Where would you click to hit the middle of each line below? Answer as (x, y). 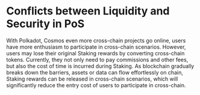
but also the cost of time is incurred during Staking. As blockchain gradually (100, 66)
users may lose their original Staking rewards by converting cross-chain (95, 53)
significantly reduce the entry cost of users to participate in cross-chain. (96, 85)
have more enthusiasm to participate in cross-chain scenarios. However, (96, 47)
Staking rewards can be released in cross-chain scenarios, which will (92, 79)
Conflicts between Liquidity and (88, 11)
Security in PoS (45, 24)
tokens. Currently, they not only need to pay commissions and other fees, (97, 60)
